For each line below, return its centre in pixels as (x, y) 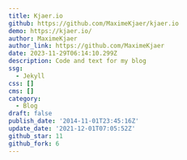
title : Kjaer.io (36, 16)
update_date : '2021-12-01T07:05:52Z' (72, 128)
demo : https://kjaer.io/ (50, 31)
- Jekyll (30, 76)
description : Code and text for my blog (78, 61)
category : (25, 99)
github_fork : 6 (34, 143)
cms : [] (21, 91)
